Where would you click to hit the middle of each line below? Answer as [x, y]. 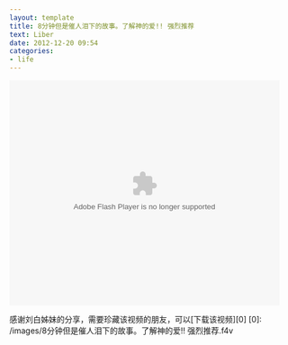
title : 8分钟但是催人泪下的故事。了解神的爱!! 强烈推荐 [102, 26]
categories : [31, 51]
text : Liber [31, 34]
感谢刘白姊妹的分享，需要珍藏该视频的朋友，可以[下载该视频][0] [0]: [136, 319]
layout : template [42, 18]
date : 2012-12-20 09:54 [54, 43]
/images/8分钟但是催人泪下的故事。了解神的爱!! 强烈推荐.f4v [121, 331]
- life [22, 59]
